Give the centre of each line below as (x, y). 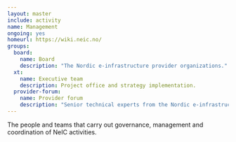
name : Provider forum (51, 99)
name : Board (37, 59)
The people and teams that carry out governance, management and (105, 125)
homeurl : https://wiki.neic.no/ (54, 40)
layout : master (29, 14)
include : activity (34, 20)
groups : (19, 46)
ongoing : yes (26, 33)
